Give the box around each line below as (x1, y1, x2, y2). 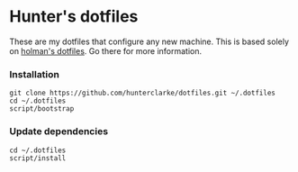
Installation (9, 68, 60, 80)
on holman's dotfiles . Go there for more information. (9, 45, 203, 56)
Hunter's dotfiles (9, 6, 139, 27)
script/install (9, 153, 67, 163)
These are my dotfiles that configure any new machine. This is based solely (9, 36, 290, 47)
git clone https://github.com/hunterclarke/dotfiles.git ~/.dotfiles (9, 88, 276, 98)
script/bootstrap (9, 104, 75, 113)
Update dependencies (9, 125, 109, 138)
